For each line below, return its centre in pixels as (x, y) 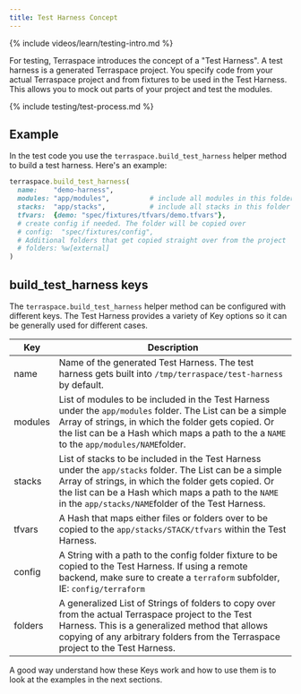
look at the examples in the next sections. (86, 680)
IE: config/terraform (102, 589)
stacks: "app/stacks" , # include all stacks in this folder (154, 207)
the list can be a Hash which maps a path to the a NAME (172, 433)
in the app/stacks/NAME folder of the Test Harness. (162, 504)
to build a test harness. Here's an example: (88, 166)
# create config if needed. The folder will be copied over (132, 223)
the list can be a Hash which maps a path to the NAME (169, 492)
